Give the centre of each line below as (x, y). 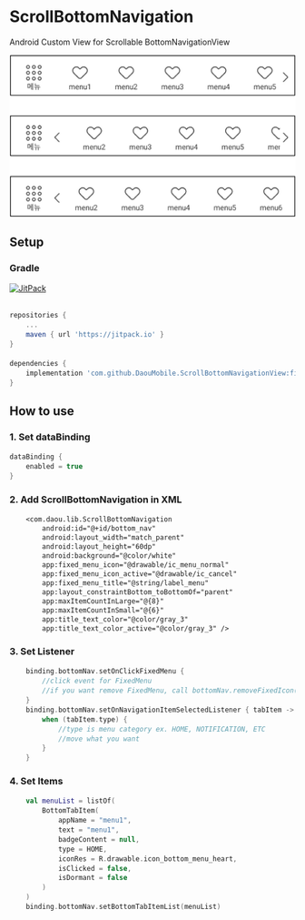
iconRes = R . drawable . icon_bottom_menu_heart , (148, 859)
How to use (42, 411)
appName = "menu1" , (94, 821)
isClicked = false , (94, 868)
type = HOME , (82, 849)
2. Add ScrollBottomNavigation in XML (96, 500)
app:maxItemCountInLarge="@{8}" (103, 602)
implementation (54, 373)
